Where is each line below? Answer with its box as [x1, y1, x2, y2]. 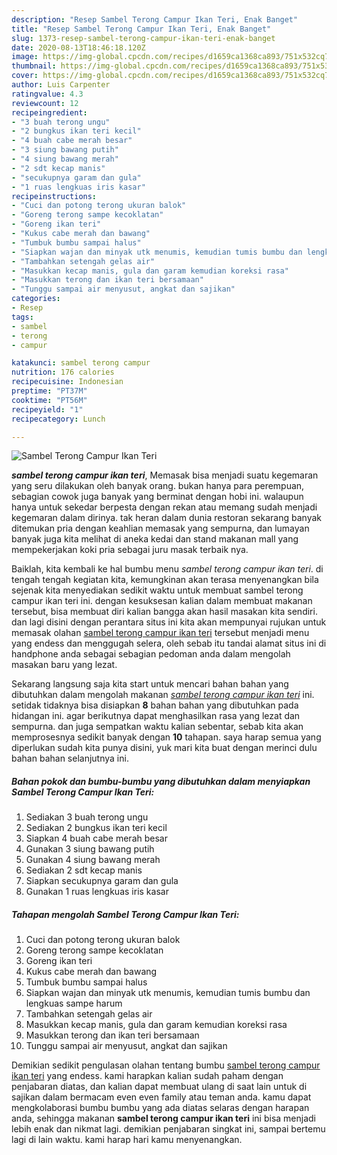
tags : [11, 312, 34, 322]
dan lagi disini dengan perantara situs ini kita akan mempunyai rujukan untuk [11, 616, 327, 628]
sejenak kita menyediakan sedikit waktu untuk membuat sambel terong [11, 584, 304, 596]
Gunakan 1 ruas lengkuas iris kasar [25, 886, 169, 898]
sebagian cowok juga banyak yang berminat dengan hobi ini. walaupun [11, 491, 304, 503]
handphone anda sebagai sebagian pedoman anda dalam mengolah [11, 648, 291, 660]
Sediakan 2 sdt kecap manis [25, 864, 143, 876]
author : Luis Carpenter [11, 80, 111, 90]
